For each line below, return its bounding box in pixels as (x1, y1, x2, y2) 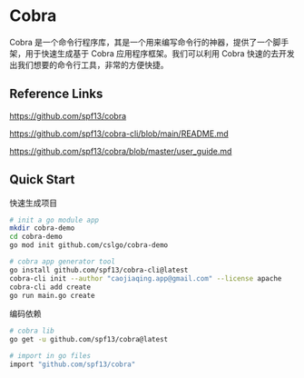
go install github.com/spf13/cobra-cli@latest (9, 265, 189, 274)
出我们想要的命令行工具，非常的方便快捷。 (9, 59, 169, 70)
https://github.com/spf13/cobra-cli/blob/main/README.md (9, 128, 229, 139)
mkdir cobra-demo (9, 224, 75, 233)
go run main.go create (9, 291, 95, 300)
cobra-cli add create (9, 283, 92, 292)
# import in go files (9, 352, 92, 361)
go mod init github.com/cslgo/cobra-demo (9, 241, 169, 250)
